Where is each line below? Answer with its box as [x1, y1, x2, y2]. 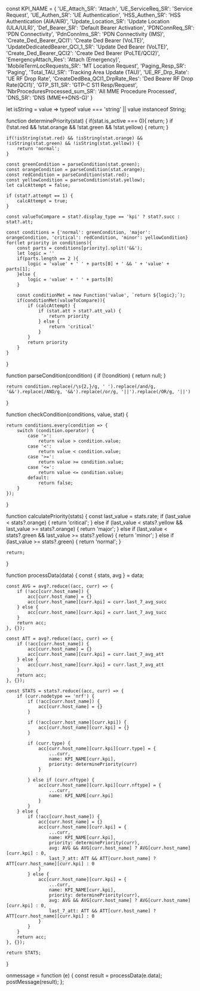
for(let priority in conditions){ [6, 240, 93, 246]
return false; [38, 480, 73, 486]
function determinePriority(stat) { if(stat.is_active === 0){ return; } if [6, 117, 173, 124]
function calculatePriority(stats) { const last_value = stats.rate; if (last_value [6, 513, 191, 519]
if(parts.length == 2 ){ [17, 256, 79, 262]
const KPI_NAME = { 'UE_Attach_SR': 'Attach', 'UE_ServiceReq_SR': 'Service [6, 5, 193, 12]
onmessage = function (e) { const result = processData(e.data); [6, 972, 162, 979]
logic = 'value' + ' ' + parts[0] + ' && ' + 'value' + [27, 261, 170, 267]
